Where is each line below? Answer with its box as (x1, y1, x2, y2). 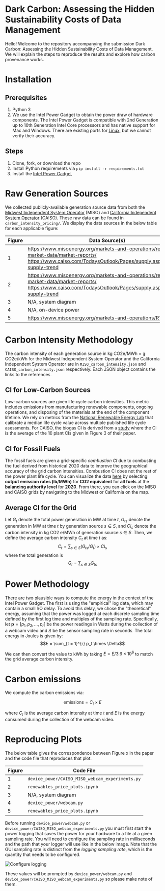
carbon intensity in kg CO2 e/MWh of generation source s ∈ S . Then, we (5, 529, 153, 535)
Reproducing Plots (5, 734, 82, 745)
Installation (5, 74, 52, 85)
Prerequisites (5, 93, 47, 102)
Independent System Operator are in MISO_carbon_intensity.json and (5, 361, 146, 367)
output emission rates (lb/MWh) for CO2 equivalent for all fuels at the (5, 479, 150, 485)
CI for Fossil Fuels (5, 444, 60, 453)
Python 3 (12, 106, 31, 112)
